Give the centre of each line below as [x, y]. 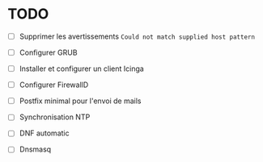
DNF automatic [44, 133]
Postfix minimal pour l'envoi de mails [80, 101]
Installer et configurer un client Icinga [82, 69]
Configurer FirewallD [54, 85]
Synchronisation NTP [55, 117]
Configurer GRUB [48, 52]
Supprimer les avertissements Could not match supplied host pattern [137, 36]
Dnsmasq [35, 149]
